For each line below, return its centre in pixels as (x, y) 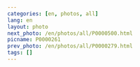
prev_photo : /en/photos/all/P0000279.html (70, 46)
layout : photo (28, 27)
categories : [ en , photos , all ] (53, 14)
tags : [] (20, 53)
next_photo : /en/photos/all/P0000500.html (70, 33)
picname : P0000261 (34, 40)
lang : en (20, 20)
